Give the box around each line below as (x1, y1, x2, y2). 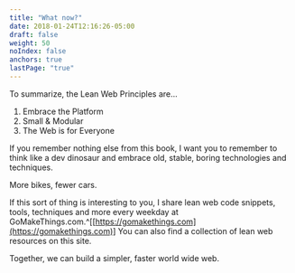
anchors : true (9, 55, 63, 64)
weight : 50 (9, 38, 51, 48)
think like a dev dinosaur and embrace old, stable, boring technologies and (9, 152, 287, 163)
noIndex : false (9, 47, 67, 56)
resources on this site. (9, 235, 92, 246)
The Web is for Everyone (22, 125, 115, 136)
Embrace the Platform (22, 106, 104, 117)
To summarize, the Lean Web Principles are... (9, 88, 178, 99)
